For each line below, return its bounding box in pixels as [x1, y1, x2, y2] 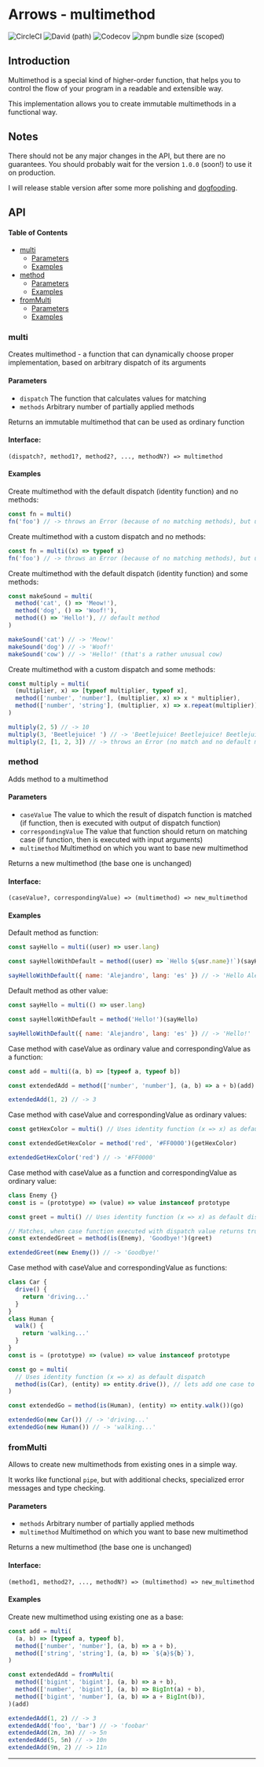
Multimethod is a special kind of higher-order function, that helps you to [8, 75, 241, 84]
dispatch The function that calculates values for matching [19, 394, 207, 403]
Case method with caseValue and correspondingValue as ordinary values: [8, 1110, 247, 1119]
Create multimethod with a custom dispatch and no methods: [8, 531, 206, 541]
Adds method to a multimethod [8, 774, 108, 784]
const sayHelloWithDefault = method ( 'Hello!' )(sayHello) [8, 1015, 199, 1023]
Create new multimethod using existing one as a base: [8, 1612, 184, 1621]
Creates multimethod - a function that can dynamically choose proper [8, 349, 234, 359]
